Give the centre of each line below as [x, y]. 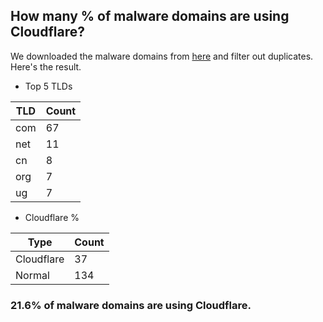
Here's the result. [46, 66]
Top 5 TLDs [48, 86]
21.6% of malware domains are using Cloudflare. [131, 305]
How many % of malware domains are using [150, 16]
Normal [32, 275]
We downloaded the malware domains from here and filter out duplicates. [162, 56]
